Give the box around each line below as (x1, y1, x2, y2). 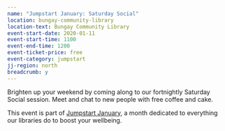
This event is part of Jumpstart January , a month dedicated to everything (7, 109, 218, 117)
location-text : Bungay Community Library (7, 23, 130, 30)
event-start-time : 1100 (7, 36, 77, 43)
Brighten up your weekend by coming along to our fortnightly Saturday (7, 88, 211, 96)
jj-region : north (7, 62, 58, 69)
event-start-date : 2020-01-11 (7, 29, 96, 37)
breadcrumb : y (7, 68, 49, 75)
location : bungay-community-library (7, 17, 114, 24)
